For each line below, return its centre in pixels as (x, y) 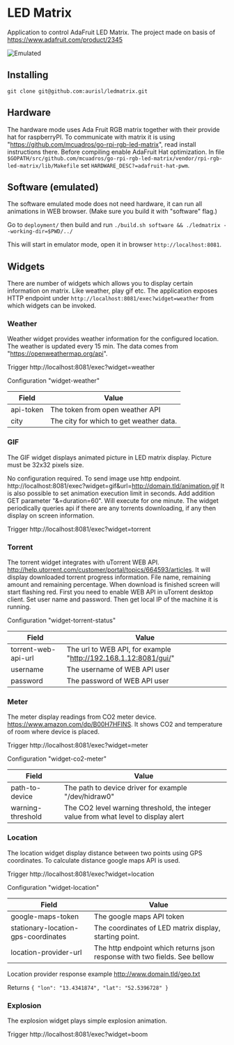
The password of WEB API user (118, 681)
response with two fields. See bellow (154, 956)
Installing (28, 75)
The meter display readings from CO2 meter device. (82, 717)
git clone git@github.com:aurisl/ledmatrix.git (78, 91)
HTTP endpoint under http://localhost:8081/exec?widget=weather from (111, 298)
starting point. (117, 936)
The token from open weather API (105, 410)
